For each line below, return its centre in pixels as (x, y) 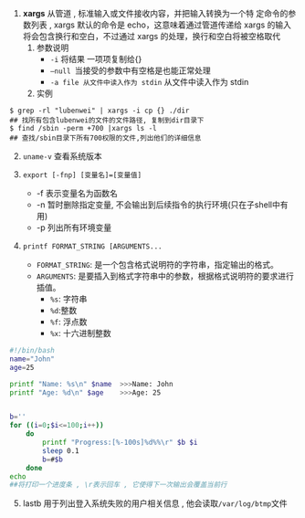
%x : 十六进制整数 (80, 333)
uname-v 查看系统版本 (62, 156)
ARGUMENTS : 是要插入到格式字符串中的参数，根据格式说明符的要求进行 (165, 276)
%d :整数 (63, 310)
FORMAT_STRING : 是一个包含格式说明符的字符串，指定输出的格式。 (157, 264)
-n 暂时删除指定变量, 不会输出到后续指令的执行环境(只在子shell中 (158, 205)
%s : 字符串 (68, 299)
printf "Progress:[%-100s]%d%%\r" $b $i (120, 442)
